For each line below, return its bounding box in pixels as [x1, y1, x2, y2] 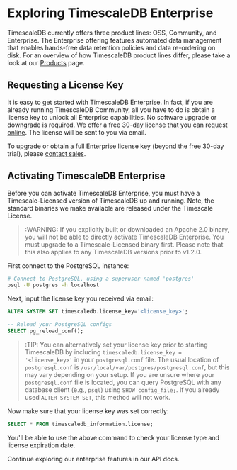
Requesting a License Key [7, 79, 124, 91]
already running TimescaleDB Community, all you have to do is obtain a [7, 105, 216, 114]
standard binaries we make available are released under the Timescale [7, 203, 214, 212]
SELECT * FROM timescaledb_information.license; [7, 420, 154, 427]
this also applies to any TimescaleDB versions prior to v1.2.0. [24, 247, 202, 256]
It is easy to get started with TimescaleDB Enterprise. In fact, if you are [7, 98, 214, 106]
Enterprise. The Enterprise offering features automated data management [7, 35, 221, 44]
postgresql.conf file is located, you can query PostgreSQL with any [24, 378, 221, 386]
